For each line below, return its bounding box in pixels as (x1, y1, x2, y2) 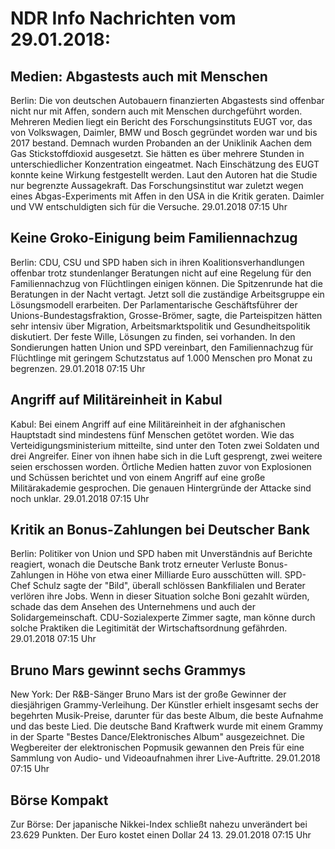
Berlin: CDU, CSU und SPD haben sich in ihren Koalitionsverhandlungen (10, 256, 305, 268)
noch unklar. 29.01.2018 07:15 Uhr (10, 492, 150, 504)
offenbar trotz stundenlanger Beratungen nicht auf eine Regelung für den (10, 267, 312, 279)
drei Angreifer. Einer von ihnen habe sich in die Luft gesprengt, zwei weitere (10, 450, 323, 462)
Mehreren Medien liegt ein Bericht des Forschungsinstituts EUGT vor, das (10, 116, 313, 127)
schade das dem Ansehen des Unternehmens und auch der (10, 601, 257, 613)
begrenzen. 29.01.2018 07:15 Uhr (10, 362, 146, 374)
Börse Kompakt (10, 792, 109, 809)
